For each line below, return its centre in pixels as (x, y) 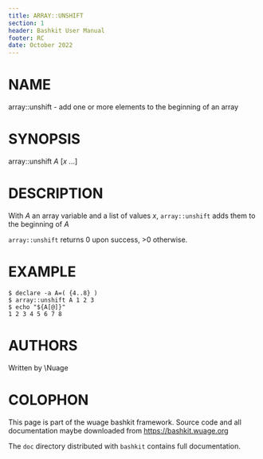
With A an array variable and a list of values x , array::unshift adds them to (132, 216)
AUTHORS (43, 346)
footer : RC (26, 38)
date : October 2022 (41, 46)
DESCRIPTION (56, 194)
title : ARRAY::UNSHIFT (46, 16)
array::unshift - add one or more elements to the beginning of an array (124, 107)
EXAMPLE (42, 272)
